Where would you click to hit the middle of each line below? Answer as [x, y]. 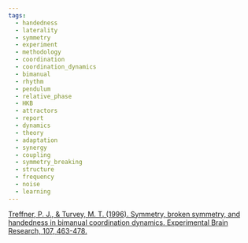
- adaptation [37, 140]
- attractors [37, 111]
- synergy [31, 148]
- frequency [35, 177]
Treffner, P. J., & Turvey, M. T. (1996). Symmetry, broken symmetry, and [124, 214]
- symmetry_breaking [49, 163]
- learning [33, 191]
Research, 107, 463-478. [48, 230]
